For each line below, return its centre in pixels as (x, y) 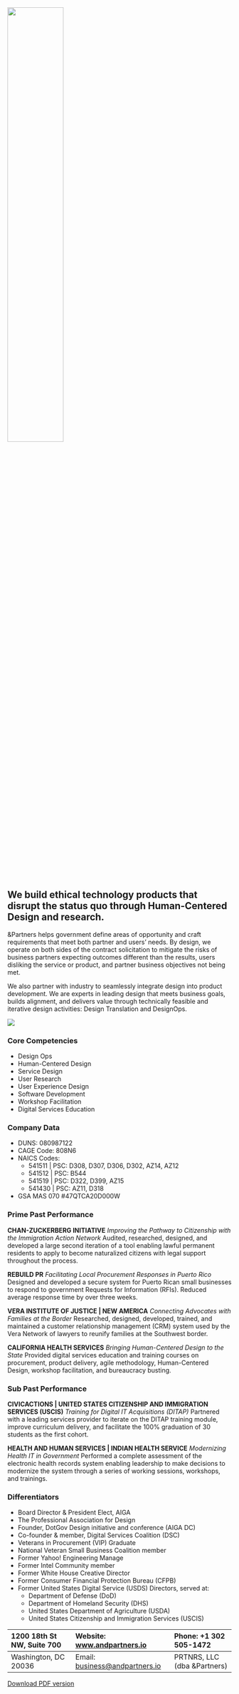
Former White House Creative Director (74, 1573)
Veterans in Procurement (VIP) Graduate (77, 1543)
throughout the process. (43, 1261)
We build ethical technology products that (102, 895)
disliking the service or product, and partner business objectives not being (116, 965)
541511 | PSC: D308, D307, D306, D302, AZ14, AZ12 (103, 1166)
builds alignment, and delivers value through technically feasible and (108, 1001)
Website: (91, 1636)
